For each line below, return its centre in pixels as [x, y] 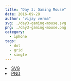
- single [18, 55]
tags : [10, 41]
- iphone [18, 37]
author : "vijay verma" [28, 18]
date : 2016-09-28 [23, 14]
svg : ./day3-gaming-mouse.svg [36, 23]
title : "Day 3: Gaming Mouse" [36, 9]
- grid [16, 50]
